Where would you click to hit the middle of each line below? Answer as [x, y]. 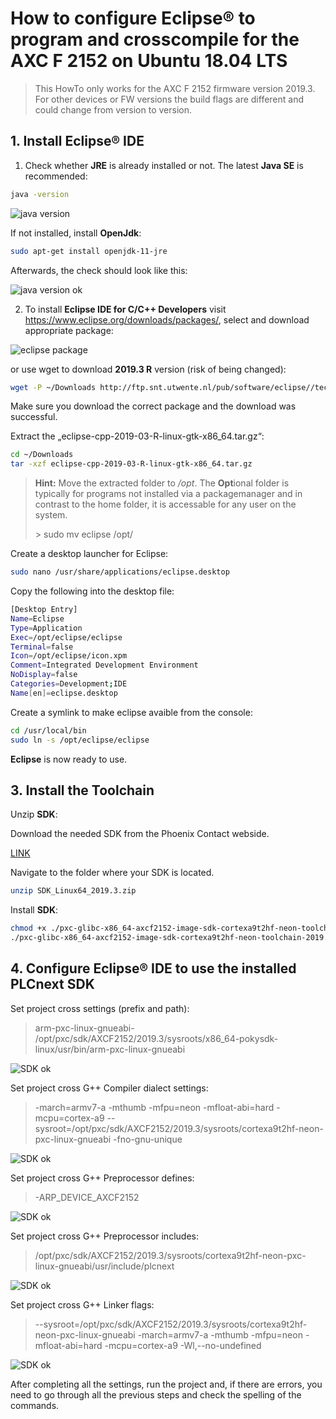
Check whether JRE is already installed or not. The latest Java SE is [164, 165]
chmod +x [28, 928]
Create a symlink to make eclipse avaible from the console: [131, 712]
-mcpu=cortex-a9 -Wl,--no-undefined [183, 1345]
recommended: [56, 176]
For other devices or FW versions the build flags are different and [169, 99]
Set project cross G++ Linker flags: [82, 1304]
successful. [34, 417]
